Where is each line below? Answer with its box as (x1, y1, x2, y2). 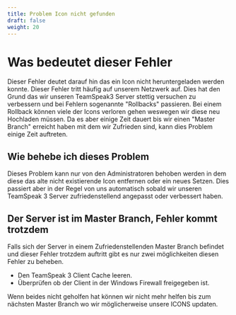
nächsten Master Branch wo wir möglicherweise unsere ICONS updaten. (7, 299, 218, 308)
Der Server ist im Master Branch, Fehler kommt (7, 212, 218, 224)
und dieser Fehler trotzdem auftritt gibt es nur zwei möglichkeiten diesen (7, 249, 219, 258)
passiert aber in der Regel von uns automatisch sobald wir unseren (7, 185, 202, 193)
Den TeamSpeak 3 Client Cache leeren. (17, 270, 133, 280)
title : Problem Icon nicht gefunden (7, 10, 115, 18)
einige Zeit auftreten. (7, 130, 69, 139)
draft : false (7, 17, 46, 24)
